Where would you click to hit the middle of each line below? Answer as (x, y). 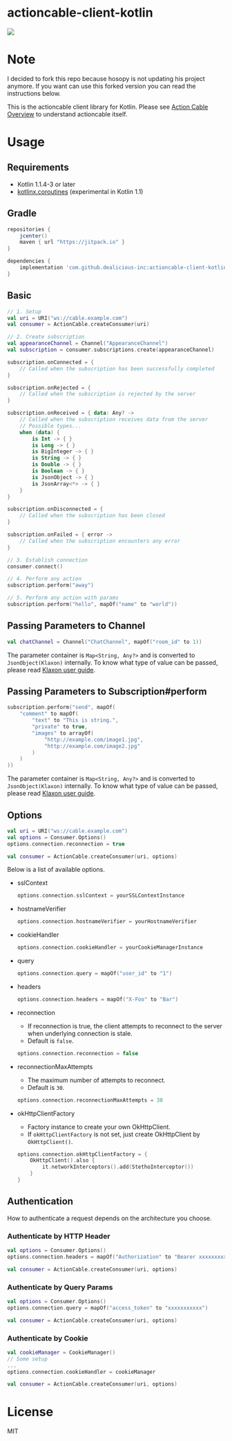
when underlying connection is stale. (80, 1033)
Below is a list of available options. (56, 870)
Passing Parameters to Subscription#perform (107, 691)
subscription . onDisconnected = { (55, 509)
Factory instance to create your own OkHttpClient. (99, 1127)
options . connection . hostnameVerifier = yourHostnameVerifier (107, 922)
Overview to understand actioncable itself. (67, 114)
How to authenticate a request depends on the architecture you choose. (109, 1218)
